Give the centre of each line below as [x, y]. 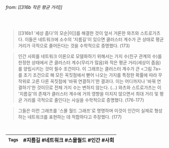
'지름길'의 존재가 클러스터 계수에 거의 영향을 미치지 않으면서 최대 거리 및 [88, 94]
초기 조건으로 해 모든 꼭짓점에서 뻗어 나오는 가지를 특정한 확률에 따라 [90, 75]
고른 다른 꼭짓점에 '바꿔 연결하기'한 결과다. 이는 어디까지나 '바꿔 [94, 81]
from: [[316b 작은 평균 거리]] [34, 7]
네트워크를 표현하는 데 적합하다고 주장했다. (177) [74, 117]
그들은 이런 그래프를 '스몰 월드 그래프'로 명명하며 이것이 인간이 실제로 [86, 111]
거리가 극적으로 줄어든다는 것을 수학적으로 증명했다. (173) [74, 46]
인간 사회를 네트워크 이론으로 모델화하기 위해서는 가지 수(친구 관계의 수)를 [90, 56]
